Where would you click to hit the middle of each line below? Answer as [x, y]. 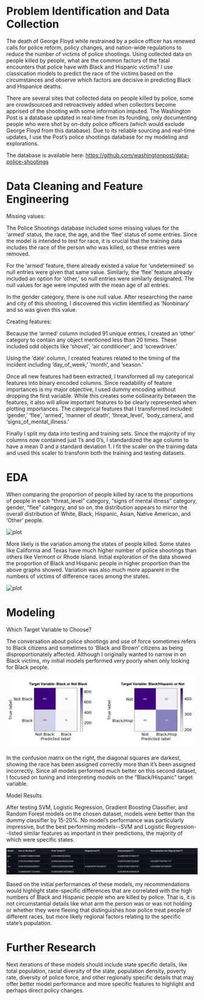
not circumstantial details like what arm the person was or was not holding [99, 903]
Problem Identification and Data [88, 11]
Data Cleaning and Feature [75, 186]
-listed [14, 833]
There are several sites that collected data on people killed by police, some [100, 98]
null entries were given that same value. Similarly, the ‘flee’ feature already [99, 272]
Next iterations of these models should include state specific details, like [97, 964]
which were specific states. [40, 839]
